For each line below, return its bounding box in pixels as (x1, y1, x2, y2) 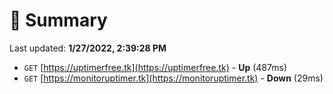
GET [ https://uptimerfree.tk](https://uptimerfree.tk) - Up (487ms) (23, 61, 287, 73)
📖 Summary (9, 9, 108, 32)
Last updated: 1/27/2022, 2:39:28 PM (9, 42, 167, 54)
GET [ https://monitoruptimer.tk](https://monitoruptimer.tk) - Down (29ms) (23, 72, 324, 84)
